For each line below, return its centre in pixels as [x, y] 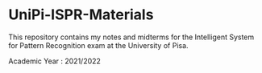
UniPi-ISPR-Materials [81, 15]
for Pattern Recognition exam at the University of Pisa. [98, 45]
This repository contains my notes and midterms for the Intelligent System [131, 37]
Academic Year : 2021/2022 [54, 61]
